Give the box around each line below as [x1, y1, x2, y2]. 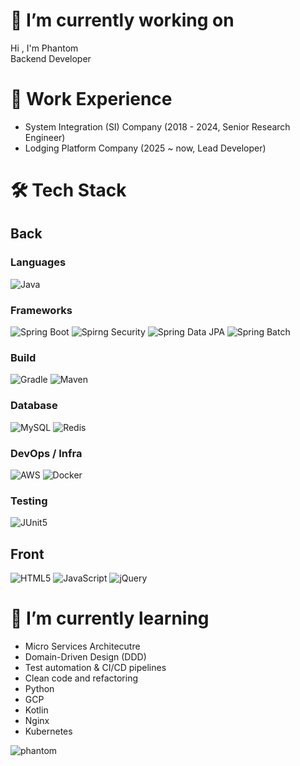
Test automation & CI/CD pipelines [24, 661, 167, 673]
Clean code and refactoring [24, 672, 139, 684]
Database [10, 399, 58, 413]
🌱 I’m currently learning [10, 607, 210, 630]
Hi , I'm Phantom [10, 42, 79, 54]
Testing [10, 494, 48, 508]
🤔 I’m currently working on [10, 9, 235, 32]
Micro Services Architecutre [24, 640, 141, 652]
